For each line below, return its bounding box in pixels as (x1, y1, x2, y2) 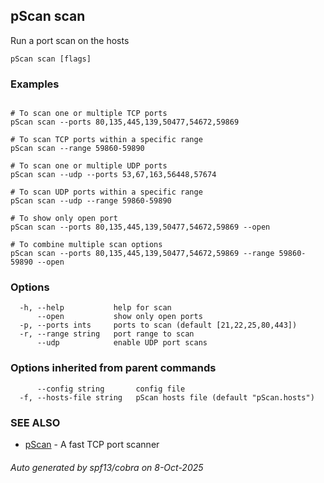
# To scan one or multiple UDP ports (10, 161, 168, 171)
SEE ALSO (10, 415, 61, 429)
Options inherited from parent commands (10, 361, 217, 375)
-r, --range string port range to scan (19, 329, 195, 339)
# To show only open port (10, 214, 118, 224)
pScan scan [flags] (10, 54, 92, 64)
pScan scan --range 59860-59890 (10, 144, 145, 154)
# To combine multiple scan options (10, 240, 163, 250)
